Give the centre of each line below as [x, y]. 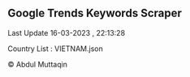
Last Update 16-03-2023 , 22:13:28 [67, 32]
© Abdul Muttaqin [38, 64]
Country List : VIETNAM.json [55, 49]
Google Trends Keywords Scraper [95, 13]
